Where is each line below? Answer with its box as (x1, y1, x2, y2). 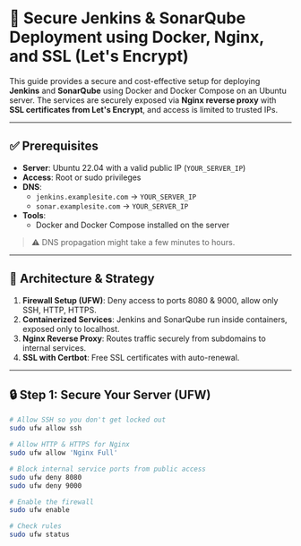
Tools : (21, 209, 47, 220)
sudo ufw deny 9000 (9, 481, 82, 491)
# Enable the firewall (9, 497, 94, 507)
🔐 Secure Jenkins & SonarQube (9, 8, 246, 29)
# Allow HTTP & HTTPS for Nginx (9, 440, 130, 449)
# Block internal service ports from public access (9, 465, 206, 473)
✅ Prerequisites (9, 139, 99, 154)
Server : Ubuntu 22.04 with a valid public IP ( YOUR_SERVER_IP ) (21, 162, 246, 173)
